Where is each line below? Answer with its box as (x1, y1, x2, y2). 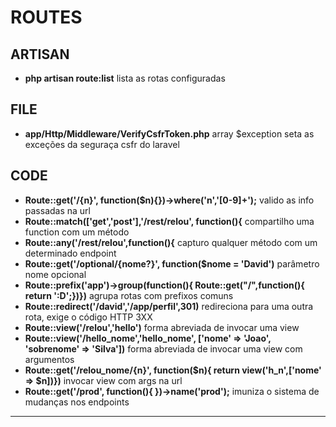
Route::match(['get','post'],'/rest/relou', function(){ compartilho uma (24, 215, 315, 227)
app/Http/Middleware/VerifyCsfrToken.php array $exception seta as (24, 127, 315, 140)
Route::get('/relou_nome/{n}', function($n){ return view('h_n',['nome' (24, 364, 322, 376)
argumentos (24, 353, 75, 365)
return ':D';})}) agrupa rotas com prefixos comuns (24, 289, 234, 301)
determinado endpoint (24, 247, 117, 259)
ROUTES (10, 6, 83, 29)
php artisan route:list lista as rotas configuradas (24, 72, 226, 84)
